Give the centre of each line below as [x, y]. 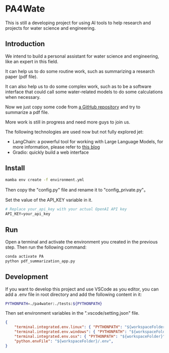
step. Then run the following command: [46, 247]
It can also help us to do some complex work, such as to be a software [78, 86]
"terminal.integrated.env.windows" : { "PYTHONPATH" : [71, 332]
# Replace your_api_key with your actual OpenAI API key [66, 209]
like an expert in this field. [32, 62]
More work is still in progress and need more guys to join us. [68, 122]
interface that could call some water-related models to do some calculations [84, 92]
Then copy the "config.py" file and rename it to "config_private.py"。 [77, 190]
